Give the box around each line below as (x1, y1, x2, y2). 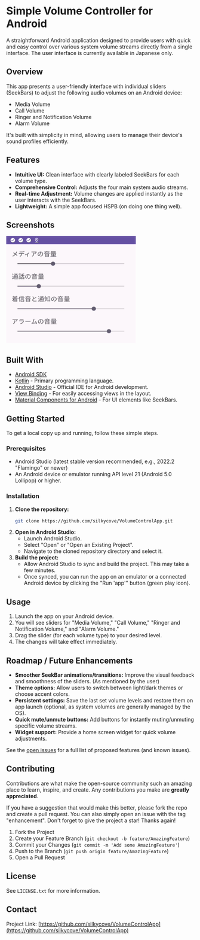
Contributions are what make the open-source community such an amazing (6, 780, 192, 787)
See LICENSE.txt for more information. (6, 887, 100, 894)
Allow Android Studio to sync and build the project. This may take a (23, 561, 189, 568)
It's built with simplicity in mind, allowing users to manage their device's (6, 131, 183, 138)
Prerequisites (6, 444, 46, 452)
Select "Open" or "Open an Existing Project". (23, 542, 134, 549)
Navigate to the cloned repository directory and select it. (23, 547, 163, 555)
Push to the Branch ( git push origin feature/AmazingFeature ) (14, 847, 169, 854)
